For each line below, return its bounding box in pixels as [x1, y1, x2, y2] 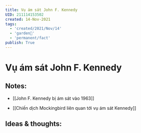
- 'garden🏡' [10, 31, 35, 36]
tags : [5, 21, 17, 27]
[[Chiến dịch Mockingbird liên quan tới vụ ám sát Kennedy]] [12, 105, 136, 111]
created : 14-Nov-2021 [5, 17, 51, 22]
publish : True [5, 40, 35, 45]
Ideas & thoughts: [5, 119, 62, 128]
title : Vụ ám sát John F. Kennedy [5, 7, 78, 13]
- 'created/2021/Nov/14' [10, 26, 62, 31]
